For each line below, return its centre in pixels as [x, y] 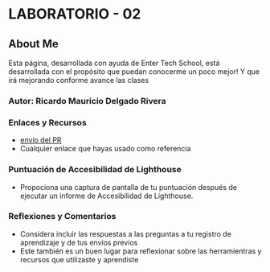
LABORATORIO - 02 [75, 14]
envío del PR [41, 140]
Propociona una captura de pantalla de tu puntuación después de [128, 187]
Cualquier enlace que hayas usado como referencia [105, 149]
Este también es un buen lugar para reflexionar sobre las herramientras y [141, 251]
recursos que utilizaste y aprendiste [79, 259]
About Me [33, 44]
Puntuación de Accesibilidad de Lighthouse [95, 170]
